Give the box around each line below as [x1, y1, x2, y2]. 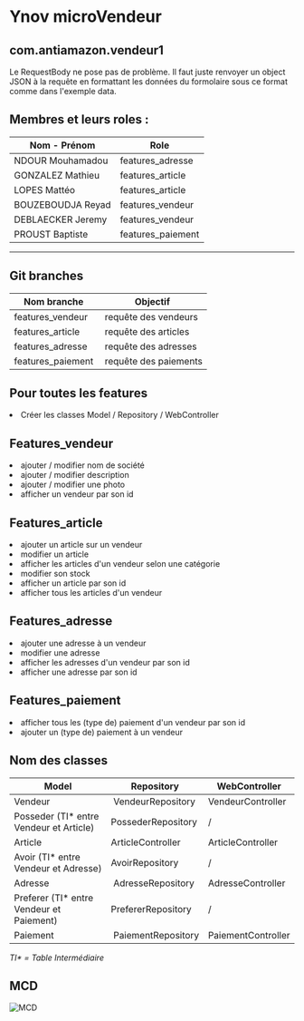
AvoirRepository [110, 856, 179, 869]
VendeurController [207, 795, 287, 808]
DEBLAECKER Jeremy [14, 213, 108, 226]
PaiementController [207, 929, 290, 941]
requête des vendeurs [104, 310, 199, 323]
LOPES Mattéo [14, 183, 75, 196]
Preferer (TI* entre [14, 891, 94, 904]
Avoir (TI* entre [14, 851, 81, 863]
